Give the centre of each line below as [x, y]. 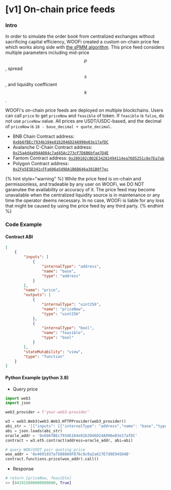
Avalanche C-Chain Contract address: [52, 147]
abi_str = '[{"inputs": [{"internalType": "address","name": [72, 426]
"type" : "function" [44, 356]
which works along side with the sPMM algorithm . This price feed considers [85, 47]
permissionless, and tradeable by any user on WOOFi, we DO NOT [75, 184]
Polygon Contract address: [41, 164]
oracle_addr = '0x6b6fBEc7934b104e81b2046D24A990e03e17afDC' [72, 435]
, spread [14, 69]
